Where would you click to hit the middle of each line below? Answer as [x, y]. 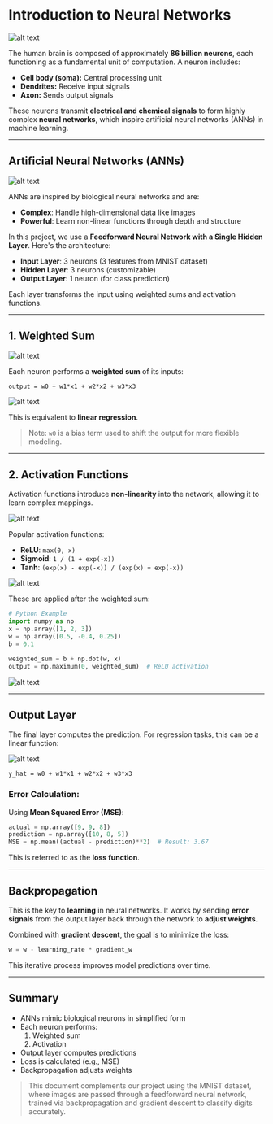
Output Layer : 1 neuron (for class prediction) [95, 278]
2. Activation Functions [68, 475]
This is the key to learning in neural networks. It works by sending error [129, 911]
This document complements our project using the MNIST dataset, [140, 1085]
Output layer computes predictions [78, 1052]
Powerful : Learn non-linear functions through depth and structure [131, 220]
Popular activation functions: [56, 534]
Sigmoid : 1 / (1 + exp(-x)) [67, 559]
